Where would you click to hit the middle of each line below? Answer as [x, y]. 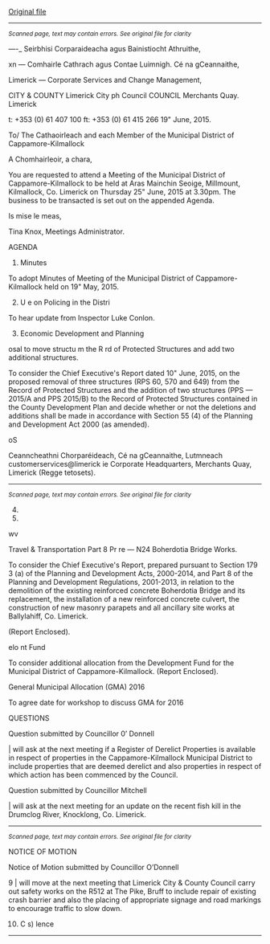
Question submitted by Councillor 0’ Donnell [82, 734]
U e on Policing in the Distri [65, 302]
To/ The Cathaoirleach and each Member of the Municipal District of [121, 135]
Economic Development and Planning [82, 333]
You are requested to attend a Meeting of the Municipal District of [117, 175]
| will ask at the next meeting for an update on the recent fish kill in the [125, 806]
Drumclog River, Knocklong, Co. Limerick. [77, 814]
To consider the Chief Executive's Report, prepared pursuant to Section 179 [133, 565]
